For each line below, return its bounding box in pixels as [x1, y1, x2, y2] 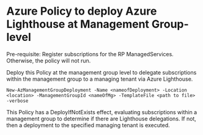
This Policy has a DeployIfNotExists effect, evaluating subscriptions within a [6, 108, 197, 115]
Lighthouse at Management [6, 17, 150, 31]
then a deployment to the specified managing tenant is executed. [6, 121, 170, 129]
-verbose [6, 98, 29, 104]
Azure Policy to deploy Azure [6, 4, 157, 18]
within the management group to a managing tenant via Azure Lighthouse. [6, 75, 193, 82]
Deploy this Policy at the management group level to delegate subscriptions [6, 68, 197, 76]
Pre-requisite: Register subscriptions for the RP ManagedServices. [6, 50, 174, 57]
